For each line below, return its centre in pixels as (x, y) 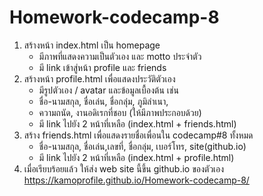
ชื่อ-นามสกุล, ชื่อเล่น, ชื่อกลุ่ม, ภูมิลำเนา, (103, 101)
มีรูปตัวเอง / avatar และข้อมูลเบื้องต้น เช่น (108, 90)
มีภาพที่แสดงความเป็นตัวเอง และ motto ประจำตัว (120, 56)
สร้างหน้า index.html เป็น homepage (92, 45)
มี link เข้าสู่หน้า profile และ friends (102, 67)
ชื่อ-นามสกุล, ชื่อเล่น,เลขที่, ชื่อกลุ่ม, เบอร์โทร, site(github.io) (142, 146)
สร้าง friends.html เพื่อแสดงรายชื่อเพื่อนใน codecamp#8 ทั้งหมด (138, 135)
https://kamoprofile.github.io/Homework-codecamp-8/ (136, 180)
